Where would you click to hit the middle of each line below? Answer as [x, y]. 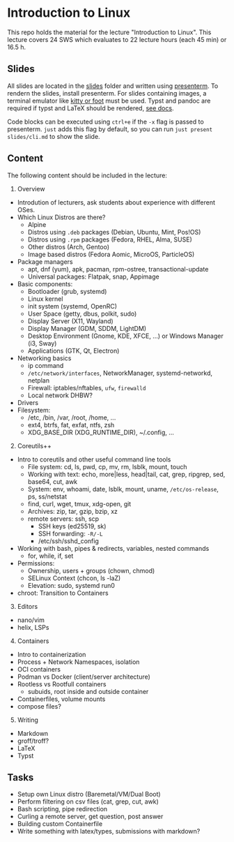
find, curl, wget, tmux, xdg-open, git [79, 503]
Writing [28, 720]
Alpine [37, 224]
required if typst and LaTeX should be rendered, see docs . [91, 108]
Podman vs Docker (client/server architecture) [84, 677]
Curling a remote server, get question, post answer [90, 817]
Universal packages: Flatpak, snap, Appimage [93, 276]
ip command [46, 365]
